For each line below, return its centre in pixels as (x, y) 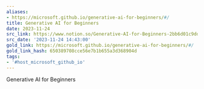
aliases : (17, 12)
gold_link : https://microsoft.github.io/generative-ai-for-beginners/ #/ (100, 46)
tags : (13, 57)
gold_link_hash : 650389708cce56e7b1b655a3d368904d (72, 51)
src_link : (19, 34)
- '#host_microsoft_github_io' (46, 62)
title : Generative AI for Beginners (53, 23)
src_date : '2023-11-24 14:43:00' (49, 40)
